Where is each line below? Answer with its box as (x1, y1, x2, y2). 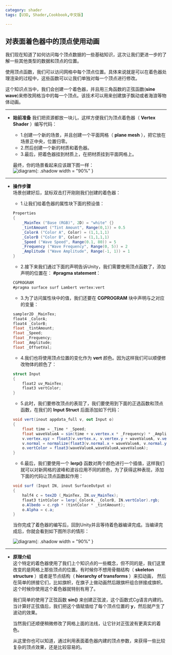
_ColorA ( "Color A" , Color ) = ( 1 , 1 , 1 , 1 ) (22, 230, 110, 235)
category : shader (5, 7, 42, 13)
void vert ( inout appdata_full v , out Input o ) (12, 417, 114, 422)
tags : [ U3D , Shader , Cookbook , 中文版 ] (5, 12, 83, 17)
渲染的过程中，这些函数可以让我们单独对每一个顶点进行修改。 (9, 75, 140, 81)
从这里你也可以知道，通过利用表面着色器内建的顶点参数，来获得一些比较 (12, 638, 165, 644)
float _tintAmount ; (12, 326, 55, 331)
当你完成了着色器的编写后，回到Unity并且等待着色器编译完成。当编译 (12, 522, 159, 528)
